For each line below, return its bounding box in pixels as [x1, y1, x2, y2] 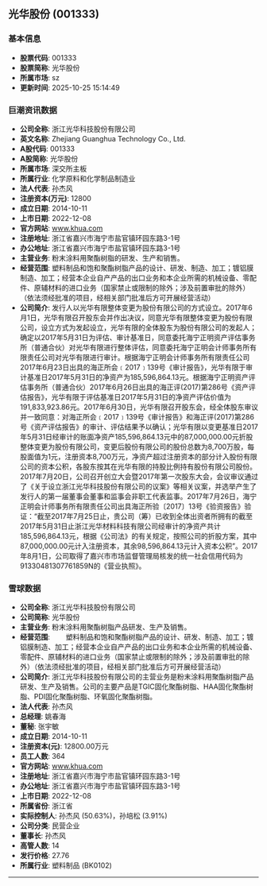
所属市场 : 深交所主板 [19, 164, 87, 173]
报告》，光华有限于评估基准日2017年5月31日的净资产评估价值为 [26, 392, 232, 401]
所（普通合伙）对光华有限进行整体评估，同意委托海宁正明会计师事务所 [19, 342, 250, 352]
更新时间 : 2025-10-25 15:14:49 [19, 83, 121, 92]
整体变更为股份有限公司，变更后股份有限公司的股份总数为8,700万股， [19, 442, 248, 451]
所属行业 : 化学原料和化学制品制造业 [19, 173, 136, 183]
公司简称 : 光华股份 [19, 613, 80, 622]
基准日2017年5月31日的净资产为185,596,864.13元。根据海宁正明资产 [26, 372, 249, 381]
